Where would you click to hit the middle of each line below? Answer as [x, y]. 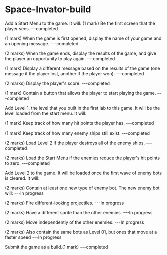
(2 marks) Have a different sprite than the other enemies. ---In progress [79, 212]
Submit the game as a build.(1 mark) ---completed [57, 247]
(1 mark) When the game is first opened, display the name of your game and [83, 38]
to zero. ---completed [28, 163]
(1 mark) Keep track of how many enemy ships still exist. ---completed [78, 133]
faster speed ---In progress [33, 237]
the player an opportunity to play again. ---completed [60, 58]
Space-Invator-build [48, 9]
